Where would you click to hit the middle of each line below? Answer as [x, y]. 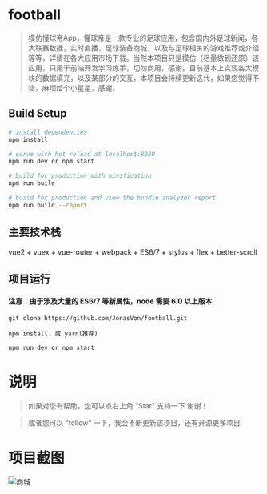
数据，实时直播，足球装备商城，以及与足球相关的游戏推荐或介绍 [154, 48]
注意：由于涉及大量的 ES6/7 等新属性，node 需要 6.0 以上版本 [110, 301]
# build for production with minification [80, 176]
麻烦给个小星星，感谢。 [81, 88]
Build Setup [38, 114]
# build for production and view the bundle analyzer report [112, 198]
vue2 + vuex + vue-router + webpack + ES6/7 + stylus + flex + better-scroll [133, 252]
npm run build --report [48, 205]
